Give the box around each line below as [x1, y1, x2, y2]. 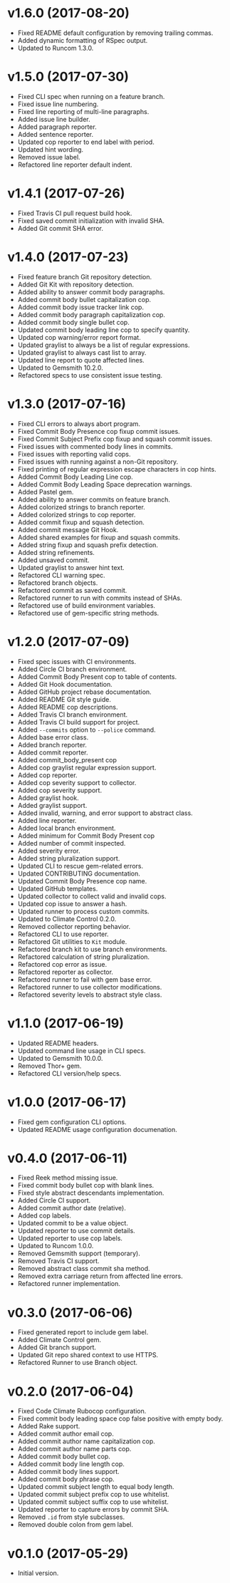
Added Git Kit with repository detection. [17, 280, 134, 289]
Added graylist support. [17, 801, 88, 809]
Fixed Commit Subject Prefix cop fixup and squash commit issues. [17, 435, 212, 443]
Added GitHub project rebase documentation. [17, 687, 152, 696]
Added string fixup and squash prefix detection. [17, 540, 159, 549]
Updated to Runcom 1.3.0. [17, 43, 94, 52]
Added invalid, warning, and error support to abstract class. [17, 809, 194, 817]
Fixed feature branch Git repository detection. [17, 272, 152, 281]
